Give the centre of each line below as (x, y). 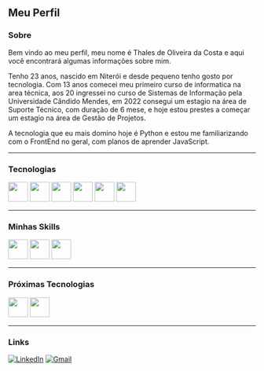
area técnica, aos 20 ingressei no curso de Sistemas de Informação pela (125, 93)
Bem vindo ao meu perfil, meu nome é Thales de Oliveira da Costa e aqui (126, 52)
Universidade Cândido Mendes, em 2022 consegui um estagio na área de (128, 101)
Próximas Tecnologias (51, 285)
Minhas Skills (34, 226)
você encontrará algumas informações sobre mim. (90, 61)
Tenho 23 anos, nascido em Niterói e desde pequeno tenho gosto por (121, 76)
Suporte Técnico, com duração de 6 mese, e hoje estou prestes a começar (129, 109)
